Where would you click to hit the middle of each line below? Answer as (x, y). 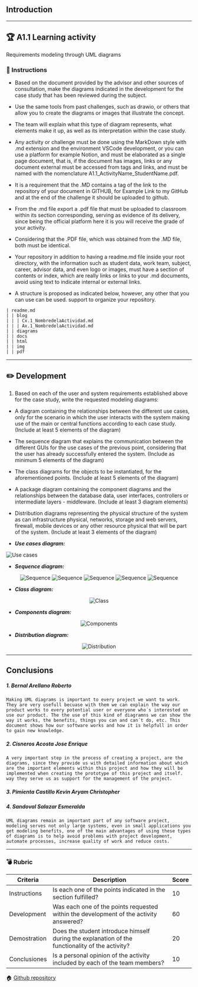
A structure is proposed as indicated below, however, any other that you (102, 293)
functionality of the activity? (91, 946)
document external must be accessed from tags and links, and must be (101, 167)
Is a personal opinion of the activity (101, 955)
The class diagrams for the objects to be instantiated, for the (88, 471)
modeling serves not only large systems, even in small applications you (99, 826)
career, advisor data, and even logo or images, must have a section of (99, 269)
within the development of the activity (105, 914)
